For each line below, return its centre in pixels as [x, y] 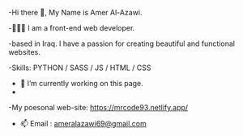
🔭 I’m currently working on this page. [81, 83]
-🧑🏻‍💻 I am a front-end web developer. [72, 28]
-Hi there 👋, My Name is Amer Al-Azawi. [75, 12]
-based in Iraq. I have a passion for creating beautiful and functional [122, 43]
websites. [24, 52]
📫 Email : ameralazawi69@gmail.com [83, 124]
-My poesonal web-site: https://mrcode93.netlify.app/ [98, 107]
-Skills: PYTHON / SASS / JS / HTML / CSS [80, 68]
